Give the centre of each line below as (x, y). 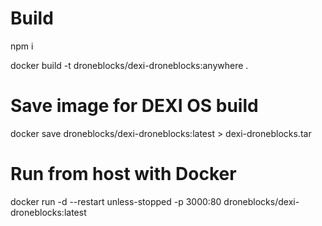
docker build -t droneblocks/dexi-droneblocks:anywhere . (129, 65)
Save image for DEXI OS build (134, 106)
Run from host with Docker (123, 174)
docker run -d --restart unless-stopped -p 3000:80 (116, 201)
